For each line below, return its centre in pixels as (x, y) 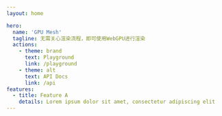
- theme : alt (37, 70)
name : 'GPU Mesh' (37, 32)
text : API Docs (46, 76)
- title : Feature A (40, 96)
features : (21, 89)
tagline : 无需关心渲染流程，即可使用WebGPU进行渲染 (79, 38)
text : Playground (49, 58)
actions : (25, 45)
